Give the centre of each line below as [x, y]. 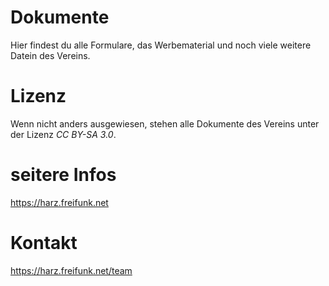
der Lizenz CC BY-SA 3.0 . [63, 134]
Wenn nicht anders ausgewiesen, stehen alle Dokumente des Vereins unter [165, 123]
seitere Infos [63, 175]
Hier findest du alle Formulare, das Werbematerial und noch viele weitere [161, 45]
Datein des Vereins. [50, 55]
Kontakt [44, 243]
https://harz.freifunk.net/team [71, 270]
